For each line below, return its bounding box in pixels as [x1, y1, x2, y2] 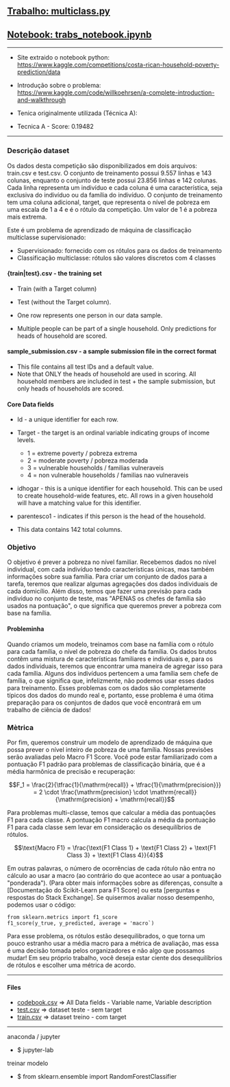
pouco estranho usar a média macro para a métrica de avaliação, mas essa [7, 939, 219, 947]
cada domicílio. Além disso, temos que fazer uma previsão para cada [7, 587, 202, 596]
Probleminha [7, 625, 44, 633]
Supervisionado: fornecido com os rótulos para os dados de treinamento [16, 246, 222, 254]
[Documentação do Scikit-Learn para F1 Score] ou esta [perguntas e [7, 886, 200, 894]
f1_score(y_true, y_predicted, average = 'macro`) [7, 920, 155, 927]
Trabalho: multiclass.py [7, 5, 111, 17]
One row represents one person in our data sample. [16, 311, 163, 319]
